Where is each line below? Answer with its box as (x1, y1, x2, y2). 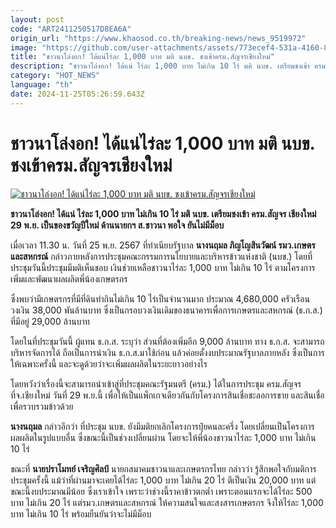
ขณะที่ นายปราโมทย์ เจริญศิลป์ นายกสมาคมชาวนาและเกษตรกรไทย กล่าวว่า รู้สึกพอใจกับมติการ (10, 462, 317, 475)
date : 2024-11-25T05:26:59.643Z (10, 89, 145, 99)
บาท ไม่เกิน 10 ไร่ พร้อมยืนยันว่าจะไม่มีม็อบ (10, 507, 152, 520)
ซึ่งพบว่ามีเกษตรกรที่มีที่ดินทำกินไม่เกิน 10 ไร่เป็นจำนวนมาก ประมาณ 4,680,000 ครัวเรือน (10, 292, 310, 305)
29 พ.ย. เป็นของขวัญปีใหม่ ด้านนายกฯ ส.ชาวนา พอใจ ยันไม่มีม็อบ (10, 219, 225, 231)
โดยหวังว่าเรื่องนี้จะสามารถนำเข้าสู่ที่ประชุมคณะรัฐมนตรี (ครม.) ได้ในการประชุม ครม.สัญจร (10, 377, 302, 390)
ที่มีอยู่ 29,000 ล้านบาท (10, 315, 90, 327)
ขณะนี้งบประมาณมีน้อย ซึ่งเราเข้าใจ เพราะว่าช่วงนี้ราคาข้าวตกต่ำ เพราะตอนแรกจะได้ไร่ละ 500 (10, 485, 313, 497)
